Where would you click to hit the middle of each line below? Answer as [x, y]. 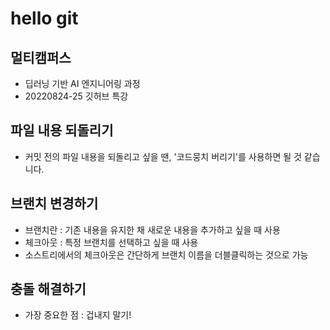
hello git [44, 18]
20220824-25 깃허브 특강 [76, 96]
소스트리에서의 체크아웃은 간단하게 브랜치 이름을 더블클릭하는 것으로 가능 [166, 254]
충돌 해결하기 [48, 289]
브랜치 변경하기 [54, 203]
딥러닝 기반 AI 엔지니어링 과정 [82, 83]
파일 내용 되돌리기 [62, 130]
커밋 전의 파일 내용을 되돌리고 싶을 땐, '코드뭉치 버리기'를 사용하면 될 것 [163, 156]
